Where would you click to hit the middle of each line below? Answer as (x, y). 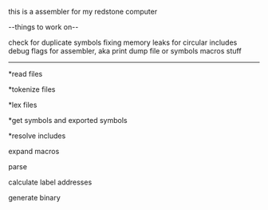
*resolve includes (37, 136)
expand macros (34, 151)
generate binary (35, 198)
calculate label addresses (50, 182)
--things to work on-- (43, 27)
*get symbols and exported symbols (68, 120)
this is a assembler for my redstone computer (83, 12)
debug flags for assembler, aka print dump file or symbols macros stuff (125, 51)
